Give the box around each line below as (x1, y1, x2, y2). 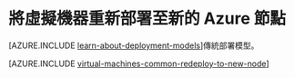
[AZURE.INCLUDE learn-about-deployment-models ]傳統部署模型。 (8, 40, 259, 51)
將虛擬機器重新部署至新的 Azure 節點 (8, 8, 287, 29)
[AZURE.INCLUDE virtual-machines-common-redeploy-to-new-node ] (8, 58, 270, 69)
